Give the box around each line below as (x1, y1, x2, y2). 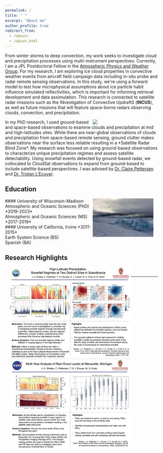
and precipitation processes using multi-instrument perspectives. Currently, (5, 58, 157, 63)
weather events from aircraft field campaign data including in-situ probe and (5, 73, 158, 79)
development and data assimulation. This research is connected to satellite (5, 94, 155, 100)
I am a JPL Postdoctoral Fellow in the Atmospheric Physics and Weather (5, 63, 149, 69)
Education (5, 185, 37, 194)
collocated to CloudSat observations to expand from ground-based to (5, 160, 145, 166)
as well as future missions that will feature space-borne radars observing (5, 104, 151, 110)
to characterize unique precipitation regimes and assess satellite (5, 150, 134, 156)
